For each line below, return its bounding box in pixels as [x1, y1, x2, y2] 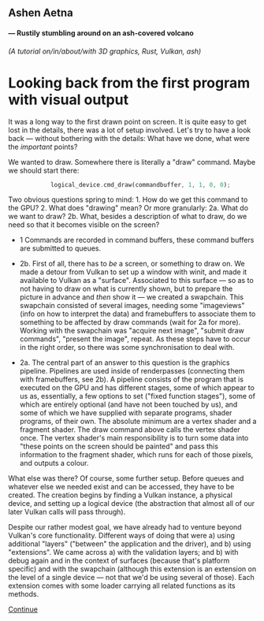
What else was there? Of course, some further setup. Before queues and [8, 474, 244, 483]
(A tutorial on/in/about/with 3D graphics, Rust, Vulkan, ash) [8, 46, 202, 56]
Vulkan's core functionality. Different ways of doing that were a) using [8, 531, 235, 541]
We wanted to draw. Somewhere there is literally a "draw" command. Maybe [8, 157, 256, 166]
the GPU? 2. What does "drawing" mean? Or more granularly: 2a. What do [8, 203, 249, 213]
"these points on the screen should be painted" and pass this [19, 441, 219, 452]
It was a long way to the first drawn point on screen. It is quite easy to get [8, 117, 247, 126]
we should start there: [8, 165, 80, 175]
